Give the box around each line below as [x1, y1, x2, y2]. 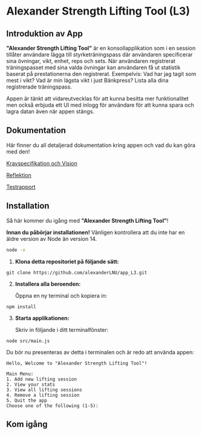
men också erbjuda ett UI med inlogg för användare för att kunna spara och [6, 101, 195, 109]
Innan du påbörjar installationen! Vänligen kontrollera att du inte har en [6, 229, 185, 236]
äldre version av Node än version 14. [6, 235, 97, 242]
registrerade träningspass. [6, 83, 73, 90]
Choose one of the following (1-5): [6, 402, 99, 409]
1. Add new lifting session [6, 376, 77, 382]
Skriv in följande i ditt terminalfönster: [15, 326, 109, 333]
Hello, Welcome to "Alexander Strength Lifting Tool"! [6, 360, 148, 366]
